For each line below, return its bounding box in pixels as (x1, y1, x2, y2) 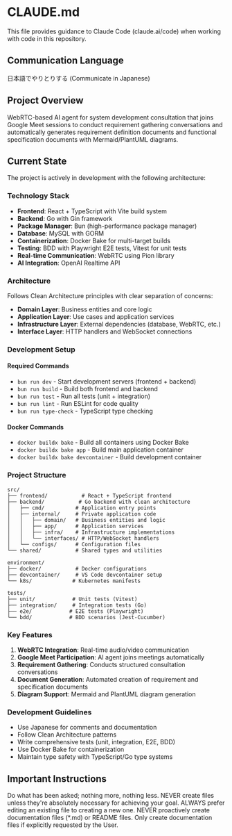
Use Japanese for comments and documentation (17, 723, 157, 732)
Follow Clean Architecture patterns (17, 730, 117, 739)
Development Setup (7, 345, 75, 354)
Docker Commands (7, 423, 64, 431)
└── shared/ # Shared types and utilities (7, 547, 163, 554)
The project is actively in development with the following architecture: (7, 174, 206, 182)
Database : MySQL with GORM (17, 229, 105, 237)
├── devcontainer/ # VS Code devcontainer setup (7, 571, 163, 578)
